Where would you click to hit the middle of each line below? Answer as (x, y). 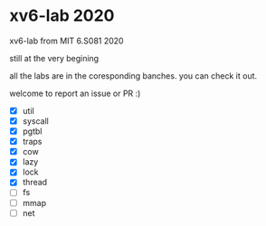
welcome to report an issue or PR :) (75, 93)
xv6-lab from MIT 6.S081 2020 (66, 41)
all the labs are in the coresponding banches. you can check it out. (133, 75)
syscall (36, 121)
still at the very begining (54, 58)
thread (35, 183)
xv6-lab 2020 (62, 16)
